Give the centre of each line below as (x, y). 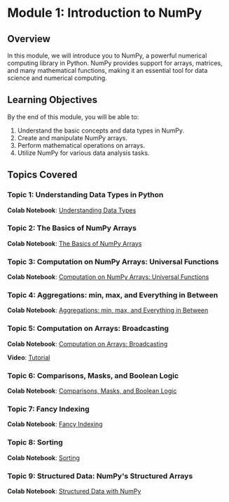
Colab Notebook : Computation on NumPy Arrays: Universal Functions (108, 277)
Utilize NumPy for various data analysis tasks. (83, 153)
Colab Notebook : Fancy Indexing (55, 424)
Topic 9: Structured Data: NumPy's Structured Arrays (100, 476)
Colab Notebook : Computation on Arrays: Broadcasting (88, 344)
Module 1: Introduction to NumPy (105, 13)
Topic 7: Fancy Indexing (48, 409)
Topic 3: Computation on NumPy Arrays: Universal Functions (113, 262)
